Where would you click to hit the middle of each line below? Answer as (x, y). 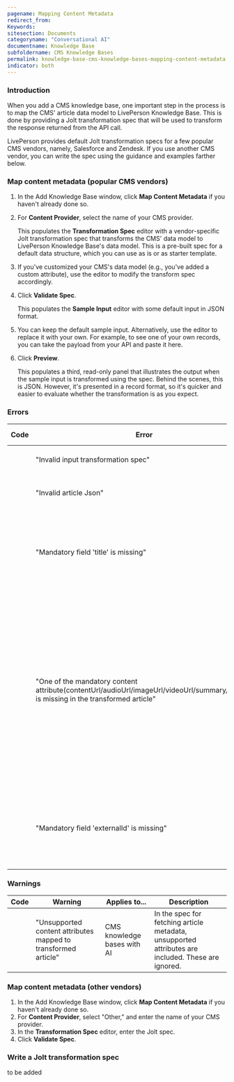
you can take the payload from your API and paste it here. (100, 345)
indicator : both (31, 66)
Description (189, 902)
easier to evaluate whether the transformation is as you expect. (108, 394)
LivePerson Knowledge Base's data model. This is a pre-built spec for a (120, 246)
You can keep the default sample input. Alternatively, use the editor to (117, 330)
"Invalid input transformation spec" (93, 460)
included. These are (187, 957)
